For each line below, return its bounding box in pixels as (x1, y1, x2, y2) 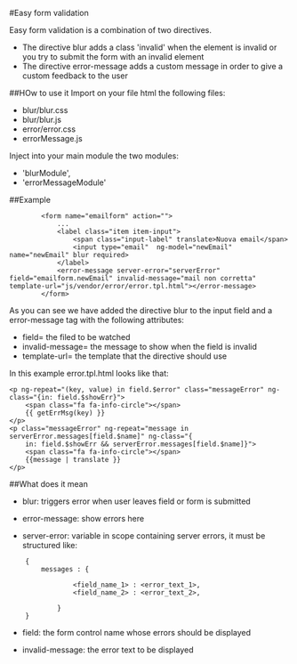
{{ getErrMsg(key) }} (25, 409, 105, 417)
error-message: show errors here (21, 514, 145, 523)
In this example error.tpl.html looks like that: (9, 368, 169, 378)
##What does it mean (9, 479, 89, 489)
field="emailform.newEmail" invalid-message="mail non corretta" (9, 274, 256, 283)
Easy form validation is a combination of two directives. (9, 25, 212, 35)
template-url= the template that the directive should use (21, 351, 228, 361)
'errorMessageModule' (21, 177, 107, 188)
